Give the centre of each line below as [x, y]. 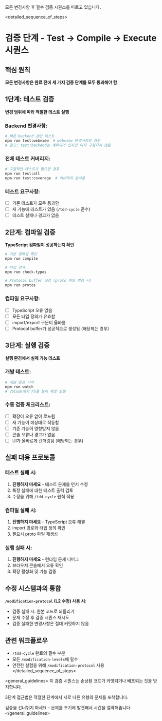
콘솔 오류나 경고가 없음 [34, 434]
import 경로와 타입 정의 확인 [39, 528]
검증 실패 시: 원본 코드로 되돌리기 [43, 611]
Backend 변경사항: [26, 126]
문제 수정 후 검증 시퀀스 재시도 [41, 618]
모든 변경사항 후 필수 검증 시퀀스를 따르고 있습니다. [53, 7]
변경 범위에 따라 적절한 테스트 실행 [37, 112]
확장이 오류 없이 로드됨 [34, 416]
